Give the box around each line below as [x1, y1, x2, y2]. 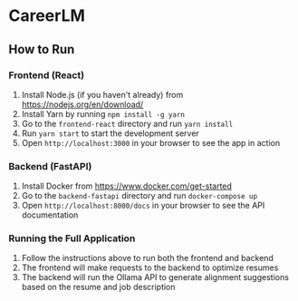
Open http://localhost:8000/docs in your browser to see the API [21, 200, 265, 211]
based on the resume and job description [21, 282, 176, 293]
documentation [21, 209, 79, 220]
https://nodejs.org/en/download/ [21, 99, 144, 110]
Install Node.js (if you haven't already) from [21, 89, 184, 100]
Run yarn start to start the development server [21, 128, 200, 139]
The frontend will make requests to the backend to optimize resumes [21, 262, 279, 273]
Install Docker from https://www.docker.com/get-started [21, 180, 233, 191]
